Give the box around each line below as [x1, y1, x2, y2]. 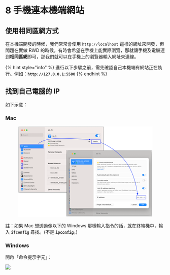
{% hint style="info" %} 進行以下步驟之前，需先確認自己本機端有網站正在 [5, 65, 158, 70]
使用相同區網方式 [5, 26, 59, 35]
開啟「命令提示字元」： [5, 254, 52, 260]
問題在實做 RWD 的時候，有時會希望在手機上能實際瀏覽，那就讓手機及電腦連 [5, 47, 165, 53]
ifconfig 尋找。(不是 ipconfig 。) [11, 229, 78, 235]
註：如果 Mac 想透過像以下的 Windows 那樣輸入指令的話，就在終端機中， [5, 222, 159, 229]
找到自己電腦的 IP [5, 87, 60, 96]
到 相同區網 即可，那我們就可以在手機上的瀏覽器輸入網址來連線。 [5, 54, 139, 59]
